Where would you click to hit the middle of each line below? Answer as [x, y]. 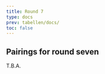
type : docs [20, 17]
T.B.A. [14, 66]
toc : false [20, 28]
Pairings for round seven [52, 51]
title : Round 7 [25, 11]
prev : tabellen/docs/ [33, 22]
